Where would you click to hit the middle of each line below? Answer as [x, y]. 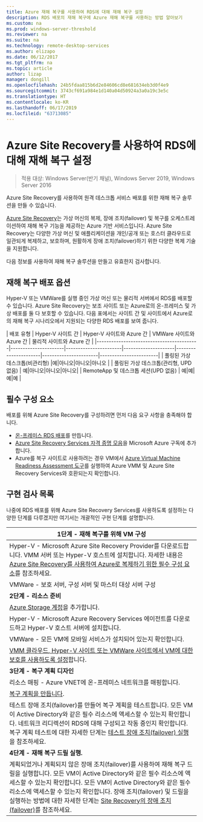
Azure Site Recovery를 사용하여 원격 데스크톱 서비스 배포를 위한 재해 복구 [94, 198]
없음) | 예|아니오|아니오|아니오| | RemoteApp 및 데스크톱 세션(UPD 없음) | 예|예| [101, 371]
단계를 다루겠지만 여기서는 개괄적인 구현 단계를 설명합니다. [86, 517]
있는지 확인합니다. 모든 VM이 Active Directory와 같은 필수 [113, 782]
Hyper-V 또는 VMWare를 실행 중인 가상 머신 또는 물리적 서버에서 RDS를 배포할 [99, 298]
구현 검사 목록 [30, 494]
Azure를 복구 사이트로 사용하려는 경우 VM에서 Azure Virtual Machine [98, 458]
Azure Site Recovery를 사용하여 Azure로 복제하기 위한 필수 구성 [96, 564]
